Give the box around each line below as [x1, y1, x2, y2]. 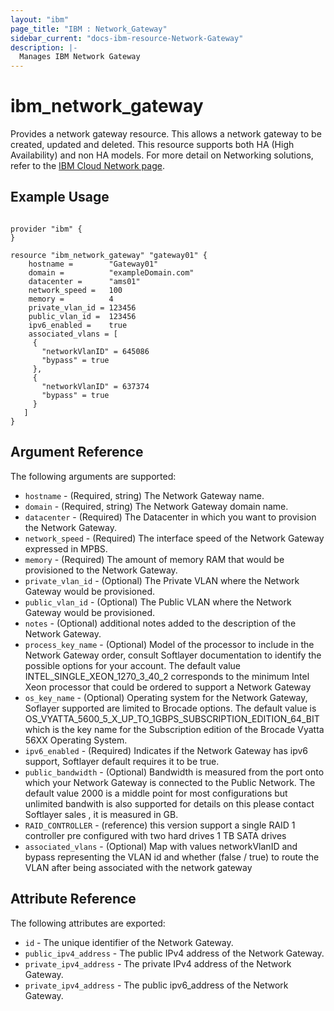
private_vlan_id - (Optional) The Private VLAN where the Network [24, 574, 300, 586]
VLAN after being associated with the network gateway [24, 861, 253, 873]
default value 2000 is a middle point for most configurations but [24, 787, 288, 799]
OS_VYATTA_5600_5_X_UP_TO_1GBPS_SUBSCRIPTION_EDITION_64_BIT [24, 712, 320, 725]
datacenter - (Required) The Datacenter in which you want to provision [24, 511, 317, 523]
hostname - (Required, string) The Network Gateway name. [24, 489, 265, 501]
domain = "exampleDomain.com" [28, 267, 195, 278]
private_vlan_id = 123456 [28, 302, 137, 313]
